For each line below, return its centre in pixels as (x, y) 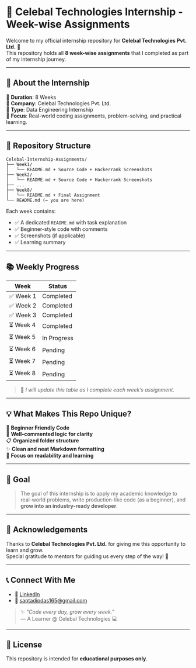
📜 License (24, 645)
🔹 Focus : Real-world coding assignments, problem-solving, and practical (94, 116)
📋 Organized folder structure (43, 441)
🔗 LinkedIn (27, 594)
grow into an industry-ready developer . (69, 506)
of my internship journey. (36, 59)
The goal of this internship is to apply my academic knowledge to (99, 494)
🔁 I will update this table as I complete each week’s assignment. (97, 390)
